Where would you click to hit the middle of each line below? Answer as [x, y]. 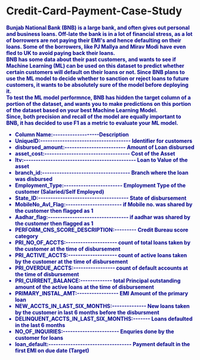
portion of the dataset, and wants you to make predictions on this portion [99, 103]
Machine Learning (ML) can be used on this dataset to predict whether [95, 65]
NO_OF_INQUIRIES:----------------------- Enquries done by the [94, 331]
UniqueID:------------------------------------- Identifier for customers [104, 141]
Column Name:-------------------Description [72, 134]
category [27, 236]
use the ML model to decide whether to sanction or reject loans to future [98, 78]
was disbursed [33, 179]
